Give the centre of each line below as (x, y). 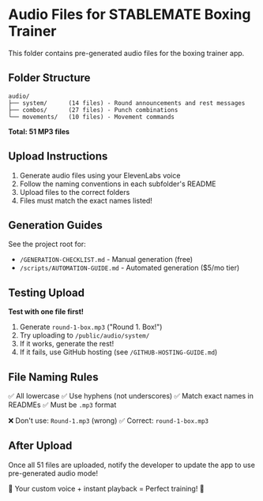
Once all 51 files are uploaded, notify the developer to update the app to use (131, 465)
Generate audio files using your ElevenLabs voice (100, 175)
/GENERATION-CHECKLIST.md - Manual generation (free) (106, 260)
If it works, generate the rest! (67, 344)
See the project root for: (47, 244)
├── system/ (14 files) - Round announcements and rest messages (127, 103)
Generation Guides (55, 225)
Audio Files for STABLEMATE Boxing (130, 15)
